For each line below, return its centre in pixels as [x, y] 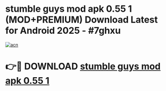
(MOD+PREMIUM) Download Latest [82, 20]
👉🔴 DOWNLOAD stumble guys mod [83, 66]
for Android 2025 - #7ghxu [63, 31]
